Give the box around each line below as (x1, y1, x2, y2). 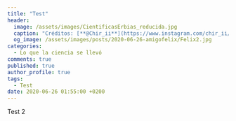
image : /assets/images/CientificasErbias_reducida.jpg (13, 23, 178, 30)
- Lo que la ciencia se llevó (13, 50, 102, 57)
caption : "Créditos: (13, 29, 74, 37)
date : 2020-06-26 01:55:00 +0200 (7, 88, 105, 95)
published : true (7, 62, 55, 69)
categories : (7, 43, 42, 50)
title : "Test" (7, 10, 49, 17)
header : (7, 17, 30, 24)
